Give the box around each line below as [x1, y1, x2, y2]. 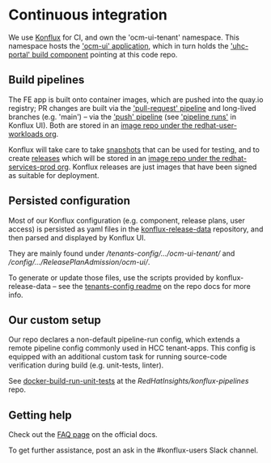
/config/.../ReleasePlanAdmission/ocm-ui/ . [8, 257, 150, 266]
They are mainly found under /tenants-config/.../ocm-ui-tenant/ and [8, 248, 235, 258]
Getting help [8, 408, 72, 422]
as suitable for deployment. [8, 170, 100, 180]
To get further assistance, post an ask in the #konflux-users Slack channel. [8, 445, 259, 455]
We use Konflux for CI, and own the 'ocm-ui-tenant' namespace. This [8, 32, 240, 42]
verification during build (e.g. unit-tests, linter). [8, 360, 164, 370]
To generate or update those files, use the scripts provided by [8, 273, 214, 282]
